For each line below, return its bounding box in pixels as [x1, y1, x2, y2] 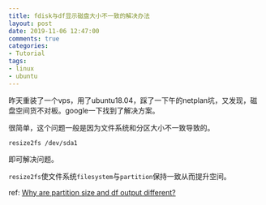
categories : [8, 42, 49, 50]
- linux [8, 65, 35, 73]
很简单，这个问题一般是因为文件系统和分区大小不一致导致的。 [8, 122, 215, 132]
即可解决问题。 [8, 154, 58, 164]
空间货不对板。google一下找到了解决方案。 [15, 105, 160, 115]
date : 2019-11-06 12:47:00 [8, 27, 100, 35]
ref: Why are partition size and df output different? [8, 187, 176, 197]
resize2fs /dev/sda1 [8, 139, 79, 147]
